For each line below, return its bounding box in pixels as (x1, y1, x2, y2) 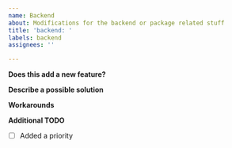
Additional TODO (8, 116, 65, 125)
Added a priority (19, 131, 74, 141)
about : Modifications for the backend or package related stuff (8, 19, 225, 27)
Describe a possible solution (8, 85, 105, 95)
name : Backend (8, 11, 55, 20)
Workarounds (8, 101, 55, 110)
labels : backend (8, 33, 62, 42)
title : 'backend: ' (8, 26, 73, 34)
